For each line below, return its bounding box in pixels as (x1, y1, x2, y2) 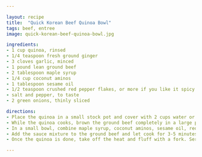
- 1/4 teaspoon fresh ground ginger (6, 53, 98, 59)
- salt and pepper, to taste (6, 92, 79, 98)
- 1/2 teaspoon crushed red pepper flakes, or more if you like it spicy (6, 87, 195, 93)
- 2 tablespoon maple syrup (6, 70, 77, 76)
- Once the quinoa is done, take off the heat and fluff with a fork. (6, 137, 187, 143)
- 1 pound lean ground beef (6, 64, 77, 70)
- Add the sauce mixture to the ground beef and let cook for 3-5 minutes (6, 131, 198, 137)
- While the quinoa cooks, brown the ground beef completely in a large (6, 120, 192, 126)
